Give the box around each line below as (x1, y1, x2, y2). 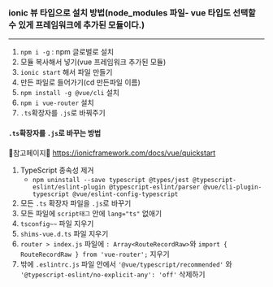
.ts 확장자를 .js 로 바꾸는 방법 (8, 128, 102, 137)
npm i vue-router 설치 (19, 98, 95, 107)
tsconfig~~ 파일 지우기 (19, 218, 94, 228)
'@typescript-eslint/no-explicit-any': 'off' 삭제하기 (19, 269, 206, 279)
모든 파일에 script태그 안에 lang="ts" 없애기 (19, 208, 162, 218)
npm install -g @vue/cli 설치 (19, 88, 120, 98)
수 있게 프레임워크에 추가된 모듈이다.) (8, 19, 145, 30)
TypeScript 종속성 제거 (19, 165, 94, 175)
